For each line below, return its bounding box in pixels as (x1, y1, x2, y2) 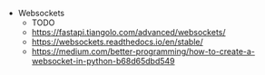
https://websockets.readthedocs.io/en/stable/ (31, 36, 203, 47)
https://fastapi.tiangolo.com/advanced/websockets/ (31, 27, 226, 37)
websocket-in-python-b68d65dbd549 (31, 56, 175, 66)
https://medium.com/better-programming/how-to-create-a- (31, 46, 256, 57)
